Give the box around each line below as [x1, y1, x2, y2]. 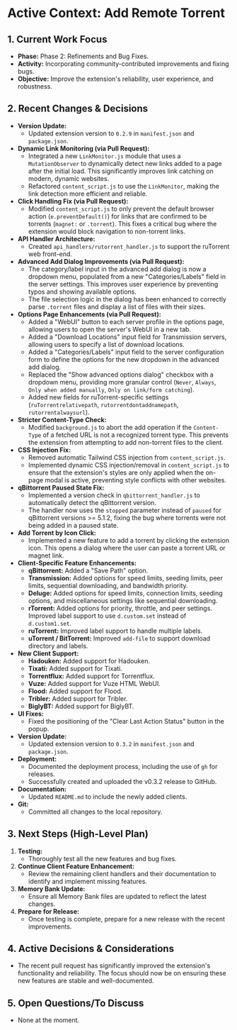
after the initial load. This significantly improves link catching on [28, 167, 214, 175]
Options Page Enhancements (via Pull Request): [17, 310, 161, 319]
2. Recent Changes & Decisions [7, 103, 149, 115]
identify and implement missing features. [28, 877, 147, 885]
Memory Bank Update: [17, 885, 86, 893]
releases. [28, 770, 55, 778]
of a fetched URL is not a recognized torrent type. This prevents [42, 431, 229, 439]
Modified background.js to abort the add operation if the [28, 423, 192, 431]
